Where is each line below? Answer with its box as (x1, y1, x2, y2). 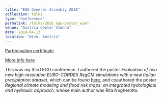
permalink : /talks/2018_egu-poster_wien (5, 20, 89, 26)
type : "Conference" (5, 16, 45, 21)
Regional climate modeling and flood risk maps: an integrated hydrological (5, 82, 157, 88)
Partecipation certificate (5, 47, 54, 54)
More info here (5, 57, 35, 63)
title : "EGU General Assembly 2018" (5, 7, 80, 12)
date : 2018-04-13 (5, 30, 41, 35)
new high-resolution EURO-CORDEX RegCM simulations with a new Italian (5, 72, 156, 78)
